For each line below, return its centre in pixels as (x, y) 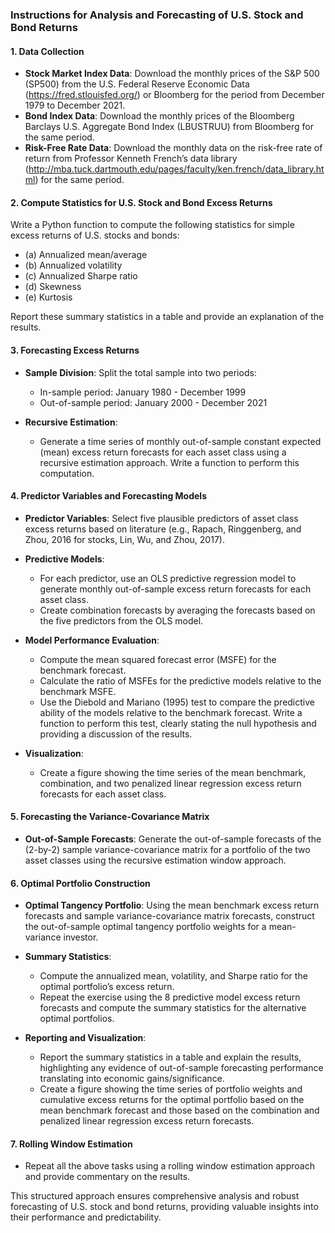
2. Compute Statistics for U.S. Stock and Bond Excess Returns (141, 202)
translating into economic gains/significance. (132, 1079)
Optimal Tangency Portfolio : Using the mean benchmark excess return (172, 905)
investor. (81, 937)
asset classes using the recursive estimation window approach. (155, 860)
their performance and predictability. (86, 1217)
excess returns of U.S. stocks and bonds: (95, 235)
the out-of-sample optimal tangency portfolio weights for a (145, 927)
